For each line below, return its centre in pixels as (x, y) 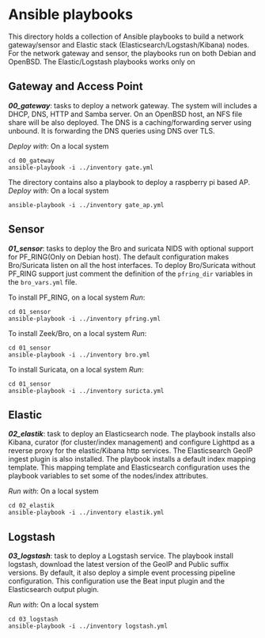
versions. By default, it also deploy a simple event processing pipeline (122, 573)
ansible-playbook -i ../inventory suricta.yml (86, 391)
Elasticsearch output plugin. (53, 590)
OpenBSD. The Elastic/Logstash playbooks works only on (102, 62)
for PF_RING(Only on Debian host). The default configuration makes (119, 257)
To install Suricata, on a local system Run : (76, 369)
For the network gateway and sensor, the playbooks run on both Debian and (132, 53)
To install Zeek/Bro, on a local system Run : (78, 333)
